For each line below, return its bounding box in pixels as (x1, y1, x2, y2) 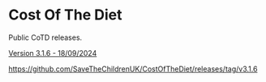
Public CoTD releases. (8, 32, 83, 42)
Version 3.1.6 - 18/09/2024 (8, 48, 97, 58)
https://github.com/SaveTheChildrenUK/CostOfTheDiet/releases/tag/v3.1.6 (8, 63, 258, 74)
